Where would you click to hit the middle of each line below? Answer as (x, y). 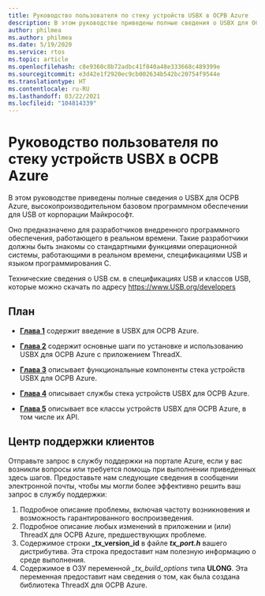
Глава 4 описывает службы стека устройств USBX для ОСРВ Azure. (134, 393)
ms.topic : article (38, 60)
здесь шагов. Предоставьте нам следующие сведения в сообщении (123, 477)
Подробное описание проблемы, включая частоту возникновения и (135, 509)
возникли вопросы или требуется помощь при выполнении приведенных (132, 469)
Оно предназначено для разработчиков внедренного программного (124, 230)
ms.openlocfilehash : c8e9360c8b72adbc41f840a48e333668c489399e (114, 67)
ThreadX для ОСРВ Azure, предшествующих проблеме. (113, 535)
